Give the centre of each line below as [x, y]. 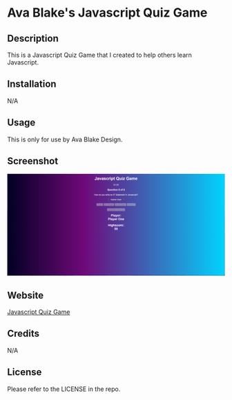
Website [25, 295]
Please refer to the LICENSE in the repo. [64, 389]
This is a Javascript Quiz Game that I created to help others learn [99, 55]
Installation [32, 84]
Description [33, 38]
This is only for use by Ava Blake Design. [65, 139]
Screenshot [33, 161]
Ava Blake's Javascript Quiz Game [107, 13]
